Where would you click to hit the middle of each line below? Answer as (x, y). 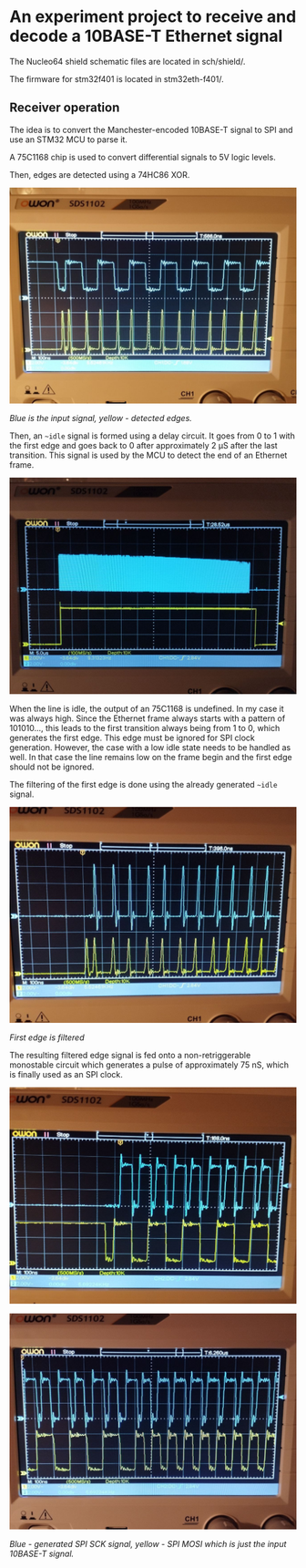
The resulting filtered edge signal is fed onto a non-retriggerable (130, 1056)
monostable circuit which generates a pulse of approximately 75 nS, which (149, 1065)
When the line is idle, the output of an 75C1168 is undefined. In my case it (147, 708)
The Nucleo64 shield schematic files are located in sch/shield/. (127, 61)
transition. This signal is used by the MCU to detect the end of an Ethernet (148, 455)
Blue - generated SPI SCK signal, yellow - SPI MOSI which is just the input (148, 1544)
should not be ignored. (52, 767)
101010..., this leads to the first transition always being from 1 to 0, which (145, 727)
